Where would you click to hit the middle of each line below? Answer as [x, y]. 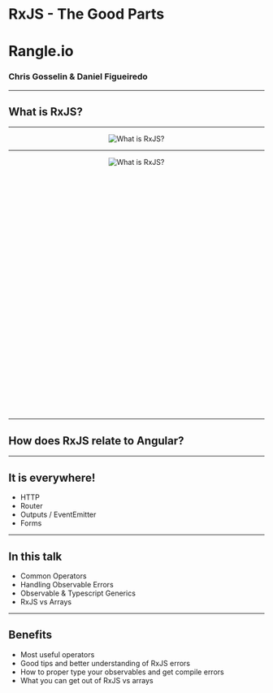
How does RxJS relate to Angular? [96, 441]
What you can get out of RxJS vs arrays [87, 680]
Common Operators [53, 576]
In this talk [35, 556]
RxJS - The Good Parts [87, 14]
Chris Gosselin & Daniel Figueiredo [78, 76]
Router [31, 506]
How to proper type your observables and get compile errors [122, 672]
